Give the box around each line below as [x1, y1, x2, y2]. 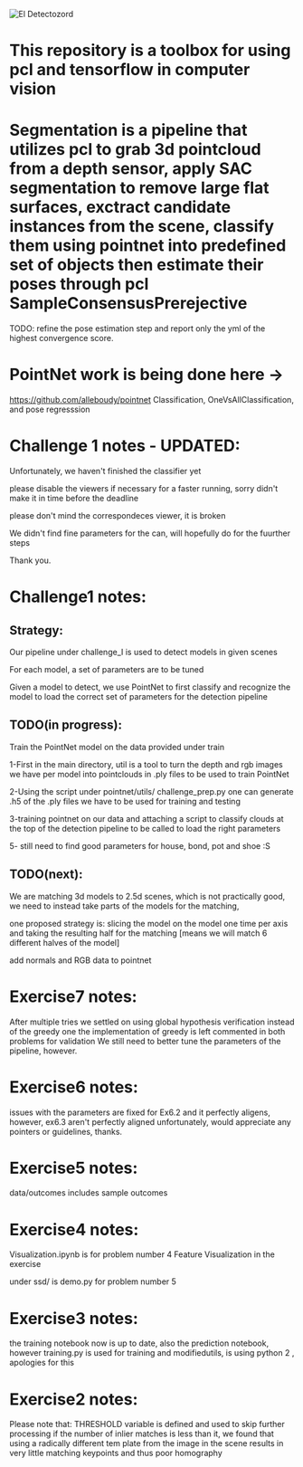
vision [9, 79, 57, 100]
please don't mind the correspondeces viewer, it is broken [9, 510, 226, 520]
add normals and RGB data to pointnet [9, 955, 152, 966]
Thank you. [9, 555, 52, 566]
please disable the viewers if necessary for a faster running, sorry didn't [9, 483, 279, 493]
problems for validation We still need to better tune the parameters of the [9, 1035, 281, 1046]
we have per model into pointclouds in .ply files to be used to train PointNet [9, 768, 289, 779]
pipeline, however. [9, 1045, 78, 1056]
